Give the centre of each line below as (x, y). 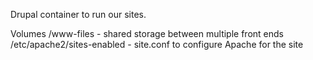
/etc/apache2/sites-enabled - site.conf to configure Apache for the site (157, 44)
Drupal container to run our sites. (78, 14)
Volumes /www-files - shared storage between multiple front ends (147, 33)
